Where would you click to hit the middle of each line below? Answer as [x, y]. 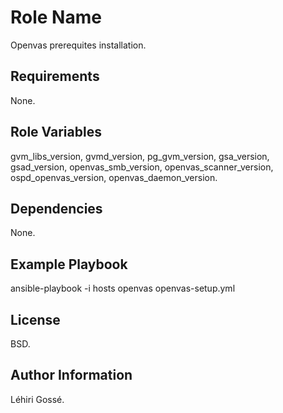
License [35, 319]
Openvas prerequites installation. [78, 45]
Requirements [55, 76]
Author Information [71, 375]
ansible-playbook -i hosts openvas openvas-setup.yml [123, 288]
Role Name [56, 17]
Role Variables [56, 132]
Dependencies [56, 208]
